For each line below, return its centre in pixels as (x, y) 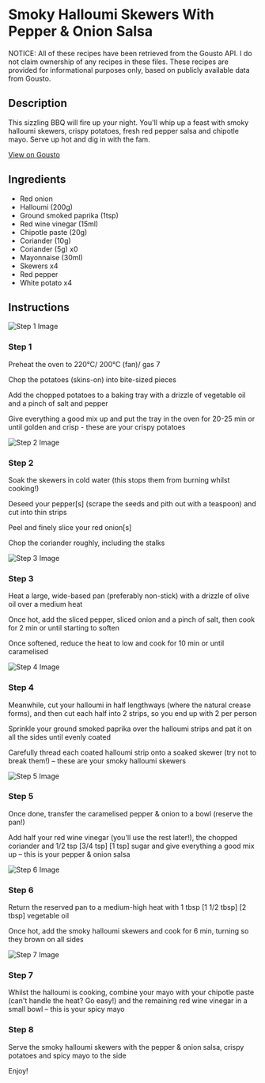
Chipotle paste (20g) (53, 232)
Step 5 (21, 797)
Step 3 (21, 578)
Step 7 (21, 975)
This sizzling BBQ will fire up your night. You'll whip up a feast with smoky (129, 122)
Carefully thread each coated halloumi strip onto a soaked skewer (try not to (132, 752)
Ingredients (37, 180)
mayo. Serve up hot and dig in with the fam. (79, 139)
